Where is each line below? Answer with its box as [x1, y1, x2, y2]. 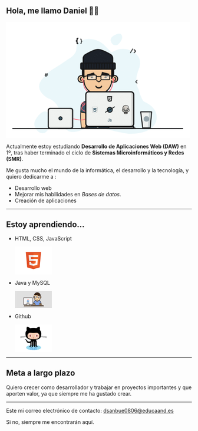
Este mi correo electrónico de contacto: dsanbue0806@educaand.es [6, 407, 174, 414]
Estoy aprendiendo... [6, 219, 85, 229]
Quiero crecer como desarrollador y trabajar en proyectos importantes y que [6, 384, 192, 391]
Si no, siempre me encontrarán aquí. [6, 418, 94, 425]
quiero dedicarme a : [6, 173, 57, 180]
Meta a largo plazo [6, 368, 75, 378]
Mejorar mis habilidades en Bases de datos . [14, 190, 122, 198]
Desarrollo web [14, 184, 52, 192]
